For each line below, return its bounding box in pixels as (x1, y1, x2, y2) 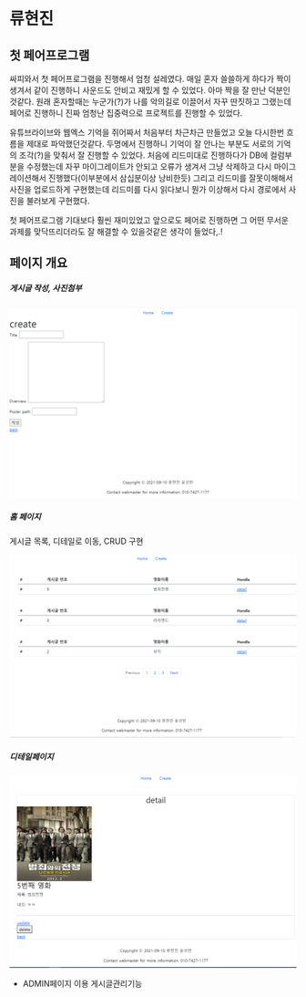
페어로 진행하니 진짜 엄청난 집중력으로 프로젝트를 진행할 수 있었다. (9, 108, 243, 119)
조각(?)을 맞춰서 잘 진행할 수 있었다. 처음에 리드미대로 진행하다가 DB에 (18, 150, 269, 161)
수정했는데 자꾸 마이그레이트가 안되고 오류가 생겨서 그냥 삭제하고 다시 (25, 161, 272, 171)
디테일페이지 (9, 751, 55, 762)
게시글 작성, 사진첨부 (9, 282, 82, 293)
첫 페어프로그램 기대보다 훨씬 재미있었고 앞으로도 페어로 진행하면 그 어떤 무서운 (9, 215, 290, 225)
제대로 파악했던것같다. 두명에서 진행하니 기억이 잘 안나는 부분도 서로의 (25, 139, 275, 149)
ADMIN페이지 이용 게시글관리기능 (22, 978, 143, 990)
